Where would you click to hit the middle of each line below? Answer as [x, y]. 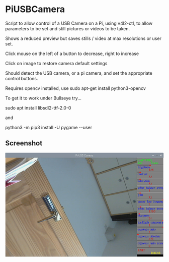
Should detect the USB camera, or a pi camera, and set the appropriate [79, 73]
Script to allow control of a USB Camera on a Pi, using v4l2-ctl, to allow [79, 23]
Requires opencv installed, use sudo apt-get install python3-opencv [75, 88]
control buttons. [22, 78]
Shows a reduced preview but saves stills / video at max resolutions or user [83, 38]
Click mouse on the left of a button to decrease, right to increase [72, 54]
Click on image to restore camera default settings [56, 63]
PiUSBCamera [35, 9]
